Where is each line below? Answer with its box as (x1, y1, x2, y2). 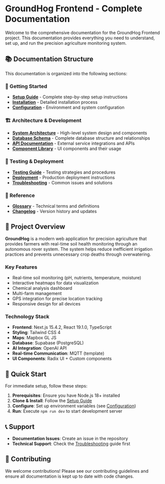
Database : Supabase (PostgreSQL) (12, 340, 84, 346)
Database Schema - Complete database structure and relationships (12, 135, 150, 141)
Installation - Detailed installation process (12, 99, 98, 105)
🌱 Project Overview (5, 222, 66, 231)
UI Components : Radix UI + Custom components (12, 356, 112, 362)
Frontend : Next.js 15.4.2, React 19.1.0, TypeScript (12, 324, 112, 330)
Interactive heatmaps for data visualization (12, 280, 99, 286)
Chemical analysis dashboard (12, 285, 72, 291)
